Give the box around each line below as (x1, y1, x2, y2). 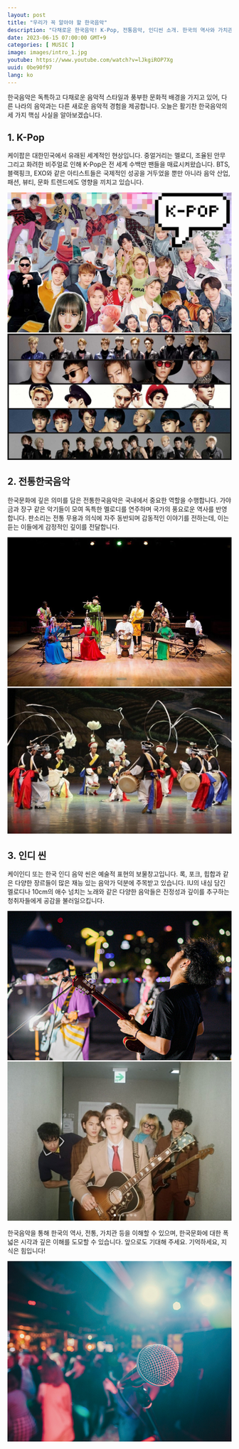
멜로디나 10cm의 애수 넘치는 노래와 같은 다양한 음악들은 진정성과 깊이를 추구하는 (7, 887, 230, 896)
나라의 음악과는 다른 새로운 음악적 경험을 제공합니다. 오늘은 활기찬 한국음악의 (14, 102, 228, 110)
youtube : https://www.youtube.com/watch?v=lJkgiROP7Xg (7, 57, 174, 64)
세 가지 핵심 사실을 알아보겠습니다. (7, 110, 102, 119)
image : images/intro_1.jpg (7, 49, 87, 56)
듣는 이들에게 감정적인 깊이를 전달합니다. (7, 523, 119, 531)
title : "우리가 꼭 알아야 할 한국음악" (7, 18, 108, 26)
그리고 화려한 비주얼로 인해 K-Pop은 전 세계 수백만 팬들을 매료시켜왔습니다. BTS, (7, 160, 230, 169)
